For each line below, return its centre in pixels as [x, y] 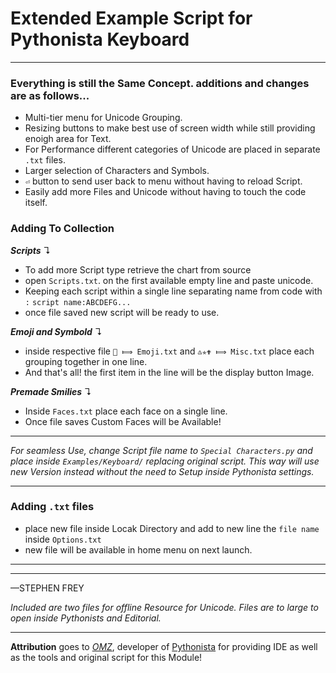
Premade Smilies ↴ [51, 391]
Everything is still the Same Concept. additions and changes [160, 83]
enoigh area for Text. [68, 139]
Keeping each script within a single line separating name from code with [173, 291]
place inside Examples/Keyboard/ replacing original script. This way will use [165, 461]
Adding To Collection [62, 229]
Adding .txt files [52, 507]
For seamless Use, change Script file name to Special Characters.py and [161, 450]
